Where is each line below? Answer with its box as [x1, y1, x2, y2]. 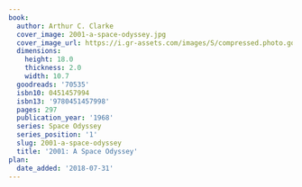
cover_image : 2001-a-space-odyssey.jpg [16, 30, 167, 39]
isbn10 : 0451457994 [16, 88, 90, 97]
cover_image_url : [16, 38, 82, 48]
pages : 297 [16, 105, 58, 114]
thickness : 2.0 [24, 64, 82, 73]
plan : [8, 155, 29, 165]
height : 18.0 [24, 55, 74, 64]
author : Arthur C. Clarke [16, 22, 114, 31]
